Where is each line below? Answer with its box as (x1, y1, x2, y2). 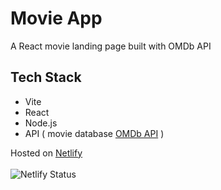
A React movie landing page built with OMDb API (10, 40, 212, 52)
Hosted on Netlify (10, 147, 83, 159)
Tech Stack (10, 69, 82, 86)
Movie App (10, 7, 103, 30)
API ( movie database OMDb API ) (24, 127, 165, 139)
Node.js (24, 117, 58, 129)
